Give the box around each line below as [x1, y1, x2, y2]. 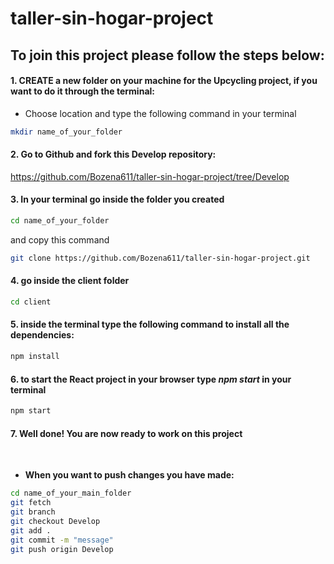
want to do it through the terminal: [10, 85, 155, 97]
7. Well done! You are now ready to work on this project [10, 427, 243, 439]
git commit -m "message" [10, 535, 114, 545]
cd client [10, 297, 52, 307]
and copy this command [10, 233, 110, 246]
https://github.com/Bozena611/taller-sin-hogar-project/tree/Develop [10, 170, 290, 182]
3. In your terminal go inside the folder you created [10, 193, 225, 206]
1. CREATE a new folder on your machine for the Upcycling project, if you [10, 75, 318, 87]
